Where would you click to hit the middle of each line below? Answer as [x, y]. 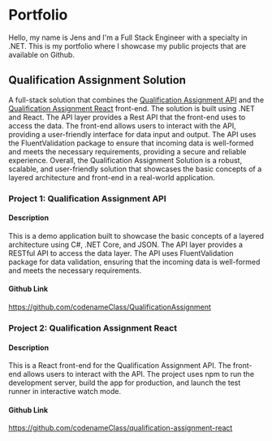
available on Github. [42, 54]
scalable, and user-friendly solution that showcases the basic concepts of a [135, 169]
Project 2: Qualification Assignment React [93, 328]
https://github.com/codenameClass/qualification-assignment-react [121, 428]
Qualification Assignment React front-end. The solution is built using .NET [132, 108]
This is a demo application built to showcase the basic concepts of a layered [136, 236]
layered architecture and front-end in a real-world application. [112, 177]
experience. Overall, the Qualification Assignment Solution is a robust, [125, 160]
